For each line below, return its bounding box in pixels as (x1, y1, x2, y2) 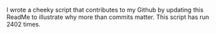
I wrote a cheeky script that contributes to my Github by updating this (6, 6, 204, 14)
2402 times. (6, 20, 41, 28)
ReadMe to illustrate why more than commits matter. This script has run (6, 13, 210, 21)
